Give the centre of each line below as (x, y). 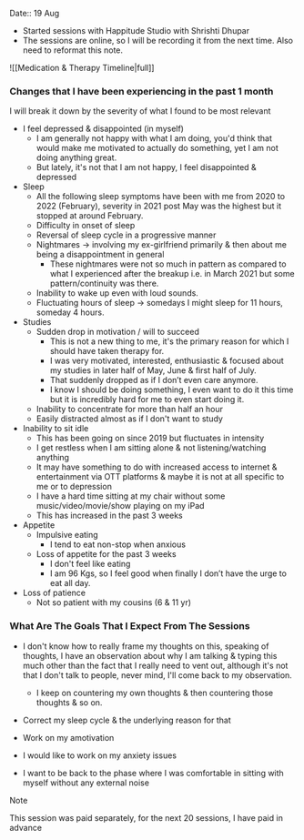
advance (26, 827)
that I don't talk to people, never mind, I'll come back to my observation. (157, 675)
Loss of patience (54, 593)
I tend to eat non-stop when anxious (118, 544)
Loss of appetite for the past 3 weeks (106, 554)
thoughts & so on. (69, 702)
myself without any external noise (86, 783)
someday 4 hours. (70, 312)
